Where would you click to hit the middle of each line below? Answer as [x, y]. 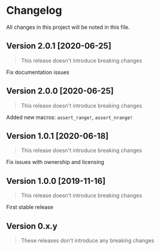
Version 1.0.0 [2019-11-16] [56, 181]
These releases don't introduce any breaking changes [87, 240]
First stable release [30, 207]
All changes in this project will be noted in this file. [68, 27]
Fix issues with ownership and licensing [55, 162]
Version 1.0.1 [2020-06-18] [58, 136]
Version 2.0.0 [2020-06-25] [60, 91]
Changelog [34, 11]
